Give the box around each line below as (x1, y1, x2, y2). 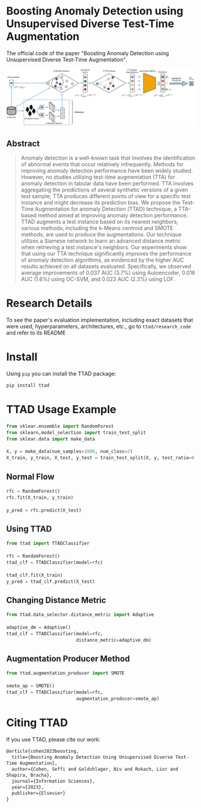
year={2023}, (11, 784, 44, 790)
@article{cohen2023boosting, (6, 748, 79, 754)
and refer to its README (6, 329, 66, 337)
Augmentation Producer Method (6, 654, 130, 664)
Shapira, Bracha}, (6, 772, 52, 778)
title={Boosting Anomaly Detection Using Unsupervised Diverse (11, 754, 173, 760)
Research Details (6, 297, 93, 310)
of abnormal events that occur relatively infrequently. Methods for (20, 161, 184, 168)
